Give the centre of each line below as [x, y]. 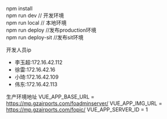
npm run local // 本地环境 [36, 23]
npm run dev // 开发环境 [35, 15]
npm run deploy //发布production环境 [51, 30]
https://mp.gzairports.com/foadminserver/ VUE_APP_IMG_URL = [84, 103]
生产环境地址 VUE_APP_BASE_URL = [50, 97]
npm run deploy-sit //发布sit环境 [45, 37]
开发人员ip [19, 50]
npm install [19, 8]
